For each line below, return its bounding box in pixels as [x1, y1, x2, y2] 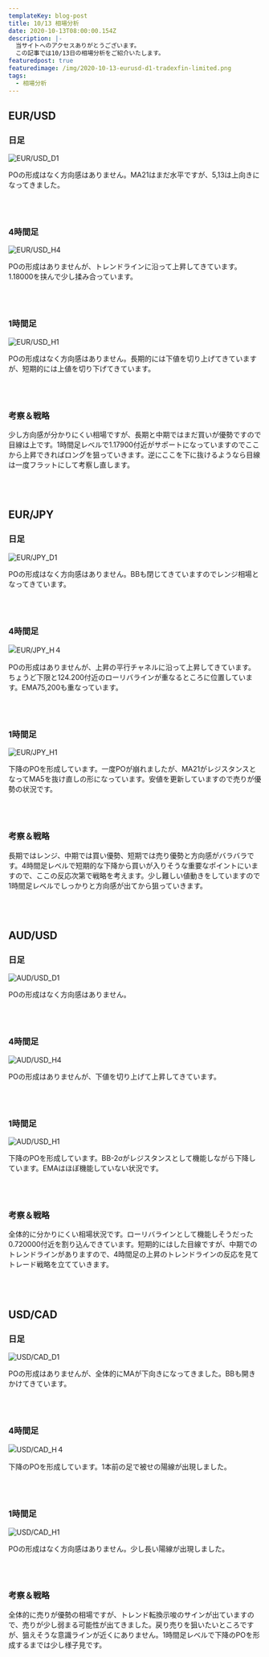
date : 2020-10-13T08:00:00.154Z [8, 27, 116, 35]
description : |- [8, 34, 63, 43]
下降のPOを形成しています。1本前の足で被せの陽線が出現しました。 [8, 1462, 231, 1472]
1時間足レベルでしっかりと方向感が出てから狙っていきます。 [8, 880, 207, 890]
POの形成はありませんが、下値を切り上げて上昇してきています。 [8, 1071, 221, 1081]
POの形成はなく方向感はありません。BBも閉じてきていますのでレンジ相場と [8, 569, 259, 578]
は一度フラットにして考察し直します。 [8, 460, 135, 470]
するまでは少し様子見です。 [14, 1640, 107, 1650]
